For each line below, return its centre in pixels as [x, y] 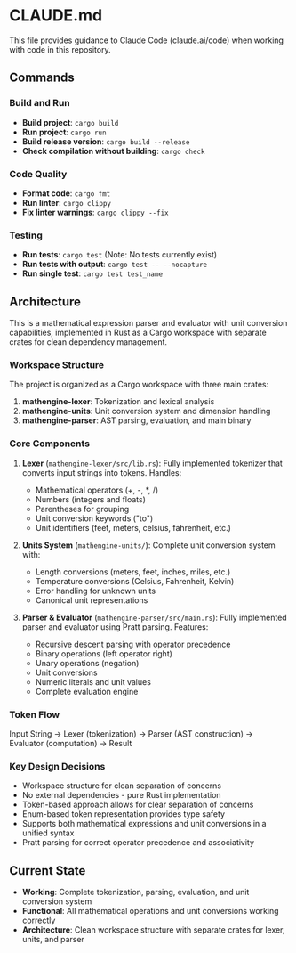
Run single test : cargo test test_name [92, 273]
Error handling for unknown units [96, 591]
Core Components [50, 444]
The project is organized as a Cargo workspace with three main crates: [139, 385]
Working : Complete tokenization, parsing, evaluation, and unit [136, 892]
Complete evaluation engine [87, 691]
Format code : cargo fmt [66, 193]
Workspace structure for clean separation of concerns [122, 786]
